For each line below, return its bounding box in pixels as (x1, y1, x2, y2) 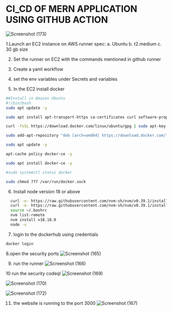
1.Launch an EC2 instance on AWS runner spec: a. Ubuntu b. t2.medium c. (6, 40, 162, 47)
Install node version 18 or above (13, 188, 81, 194)
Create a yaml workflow (13, 66, 63, 72)
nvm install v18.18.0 (10, 217, 57, 223)
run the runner (13, 260, 44, 266)
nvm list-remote (10, 213, 45, 218)
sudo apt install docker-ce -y (6, 161, 72, 166)
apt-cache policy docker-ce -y (6, 151, 72, 157)
